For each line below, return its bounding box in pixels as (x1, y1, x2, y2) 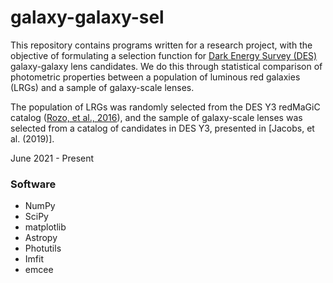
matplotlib (24, 221, 67, 233)
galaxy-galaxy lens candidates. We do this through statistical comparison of (10, 60, 323, 72)
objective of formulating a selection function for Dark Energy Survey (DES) (10, 49, 318, 61)
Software (10, 177, 57, 191)
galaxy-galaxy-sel (10, 6, 165, 29)
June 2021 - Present (10, 152, 95, 164)
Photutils (24, 242, 62, 255)
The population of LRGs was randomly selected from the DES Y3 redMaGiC (10, 101, 321, 113)
